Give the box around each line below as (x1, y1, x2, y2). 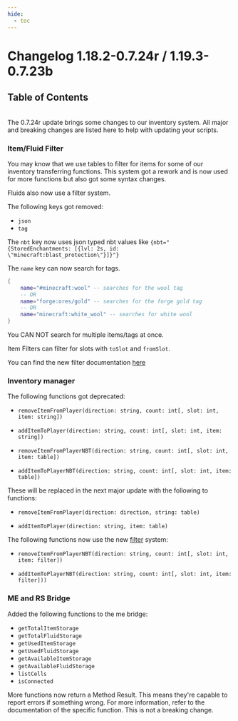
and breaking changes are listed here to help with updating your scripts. (7, 126, 219, 134)
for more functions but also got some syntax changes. (7, 174, 167, 183)
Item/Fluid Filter (7, 143, 64, 153)
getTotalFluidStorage (17, 632, 82, 640)
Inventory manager (7, 376, 76, 386)
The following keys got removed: (7, 202, 104, 211)
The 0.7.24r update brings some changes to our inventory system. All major (7, 118, 229, 126)
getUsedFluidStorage (17, 647, 79, 655)
